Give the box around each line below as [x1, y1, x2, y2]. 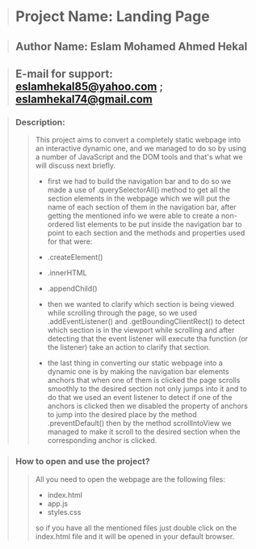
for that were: [47, 236, 93, 246]
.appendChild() [47, 283, 98, 294]
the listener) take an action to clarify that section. [47, 343, 211, 352]
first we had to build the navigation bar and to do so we [47, 177, 232, 186]
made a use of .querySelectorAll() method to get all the [47, 185, 231, 195]
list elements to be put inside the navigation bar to [75, 219, 242, 229]
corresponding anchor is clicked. [47, 436, 157, 445]
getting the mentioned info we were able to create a [47, 211, 220, 221]
